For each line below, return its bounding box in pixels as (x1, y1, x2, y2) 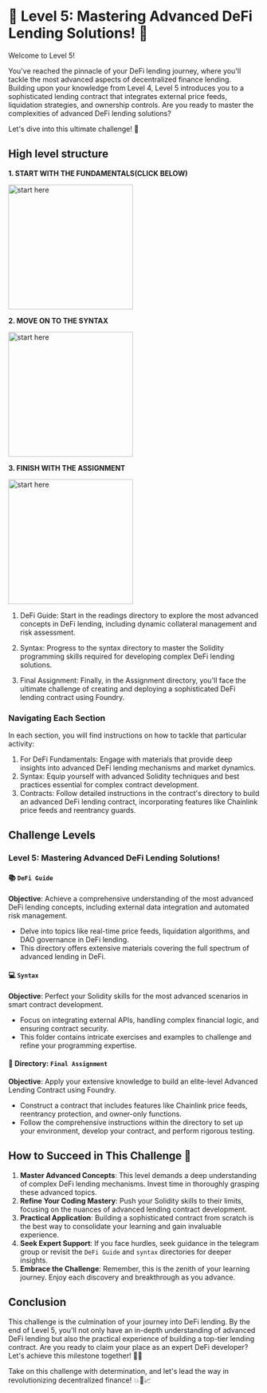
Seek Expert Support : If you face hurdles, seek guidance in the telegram (19, 1238, 259, 1248)
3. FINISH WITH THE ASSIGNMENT (8, 463, 126, 472)
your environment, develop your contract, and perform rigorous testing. (19, 1126, 255, 1136)
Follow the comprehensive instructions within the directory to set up (19, 1117, 244, 1127)
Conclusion (8, 1295, 67, 1309)
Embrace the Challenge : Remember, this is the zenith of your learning (19, 1264, 250, 1273)
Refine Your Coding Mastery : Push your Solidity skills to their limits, (19, 1196, 244, 1205)
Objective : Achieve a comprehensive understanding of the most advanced (8, 894, 253, 903)
